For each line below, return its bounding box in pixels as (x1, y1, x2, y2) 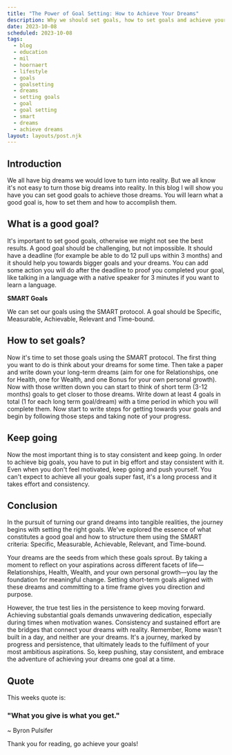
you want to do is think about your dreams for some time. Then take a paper (7, 360, 224, 369)
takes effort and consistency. (7, 480, 90, 488)
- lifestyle (13, 68, 48, 75)
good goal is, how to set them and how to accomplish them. (7, 198, 177, 207)
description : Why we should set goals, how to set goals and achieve (7, 17, 212, 24)
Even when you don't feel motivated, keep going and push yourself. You (7, 465, 212, 474)
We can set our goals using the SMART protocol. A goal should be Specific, (7, 307, 222, 315)
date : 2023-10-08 (7, 23, 57, 30)
